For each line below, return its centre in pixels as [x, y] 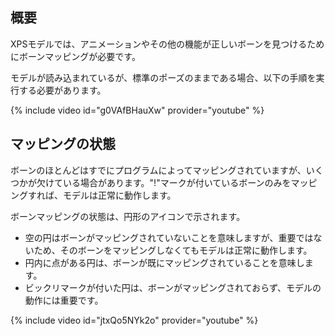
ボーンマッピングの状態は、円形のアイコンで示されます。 [128, 216]
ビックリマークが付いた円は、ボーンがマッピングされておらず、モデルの [173, 287]
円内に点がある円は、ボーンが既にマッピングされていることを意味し [164, 262]
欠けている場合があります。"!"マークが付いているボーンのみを [164, 182]
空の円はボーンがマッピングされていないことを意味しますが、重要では [169, 237]
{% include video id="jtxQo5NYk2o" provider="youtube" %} [134, 320]
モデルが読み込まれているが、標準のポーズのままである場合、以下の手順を [163, 77]
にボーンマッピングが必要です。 [75, 56]
